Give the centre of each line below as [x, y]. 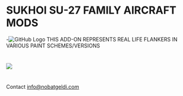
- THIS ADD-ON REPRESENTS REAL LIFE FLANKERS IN [92, 39]
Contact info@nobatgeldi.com [43, 87]
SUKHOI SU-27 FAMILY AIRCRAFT [91, 10]
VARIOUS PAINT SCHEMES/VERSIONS [53, 46]
